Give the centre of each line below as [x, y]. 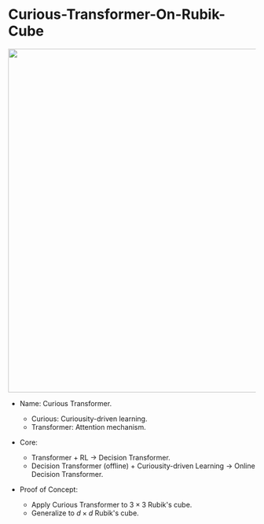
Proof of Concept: [49, 489]
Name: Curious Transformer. [66, 403]
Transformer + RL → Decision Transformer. [101, 457]
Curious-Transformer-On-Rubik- [117, 15]
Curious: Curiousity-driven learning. [89, 419]
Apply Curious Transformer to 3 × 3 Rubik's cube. [112, 504]
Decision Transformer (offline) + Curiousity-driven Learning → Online [143, 466]
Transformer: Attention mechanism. [89, 427]
